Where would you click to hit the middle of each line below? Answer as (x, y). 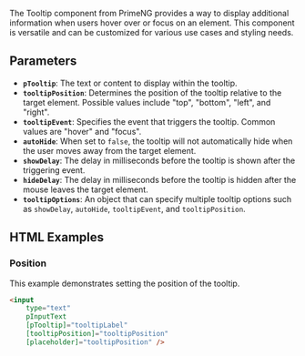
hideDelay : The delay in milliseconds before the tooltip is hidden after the (159, 179)
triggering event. (54, 170)
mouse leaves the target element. (85, 189)
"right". (36, 112)
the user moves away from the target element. (109, 150)
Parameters (43, 61)
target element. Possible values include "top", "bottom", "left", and (147, 102)
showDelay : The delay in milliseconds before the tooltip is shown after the (159, 160)
